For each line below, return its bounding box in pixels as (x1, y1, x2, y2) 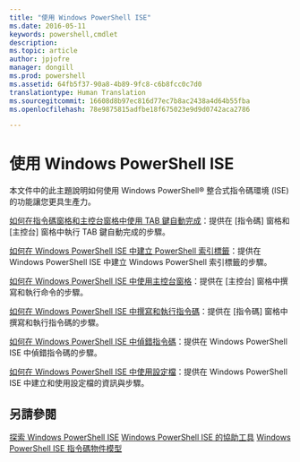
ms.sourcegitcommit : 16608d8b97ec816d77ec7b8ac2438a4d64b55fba (9, 96, 251, 106)
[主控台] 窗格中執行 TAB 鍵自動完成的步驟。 (9, 227, 170, 237)
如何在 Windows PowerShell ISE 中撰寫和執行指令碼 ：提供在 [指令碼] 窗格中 (9, 306, 288, 317)
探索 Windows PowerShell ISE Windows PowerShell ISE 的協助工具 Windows (9, 432, 291, 442)
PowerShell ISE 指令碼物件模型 (9, 443, 123, 453)
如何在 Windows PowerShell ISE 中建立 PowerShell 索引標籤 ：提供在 (9, 245, 261, 256)
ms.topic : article (9, 47, 78, 56)
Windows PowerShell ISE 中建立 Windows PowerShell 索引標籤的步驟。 (9, 257, 272, 268)
